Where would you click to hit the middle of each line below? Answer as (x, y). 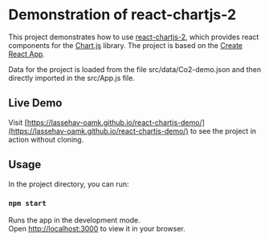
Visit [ (18, 123)
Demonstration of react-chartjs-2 (122, 15)
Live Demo (35, 103)
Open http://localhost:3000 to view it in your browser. (97, 228)
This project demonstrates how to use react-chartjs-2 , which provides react (134, 37)
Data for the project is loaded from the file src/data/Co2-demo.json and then (135, 69)
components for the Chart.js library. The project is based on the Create (126, 45)
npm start (27, 203)
